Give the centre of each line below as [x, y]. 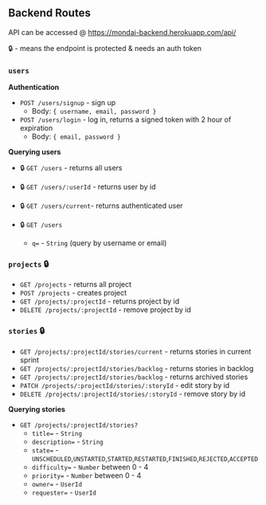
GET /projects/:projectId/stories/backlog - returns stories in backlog [137, 368]
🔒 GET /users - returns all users [71, 168]
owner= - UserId [57, 483]
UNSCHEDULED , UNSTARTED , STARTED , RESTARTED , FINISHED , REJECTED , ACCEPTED [145, 458]
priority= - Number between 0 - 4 [86, 475]
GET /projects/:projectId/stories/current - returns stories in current [135, 351]
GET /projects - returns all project [76, 284]
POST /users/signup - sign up [68, 103]
